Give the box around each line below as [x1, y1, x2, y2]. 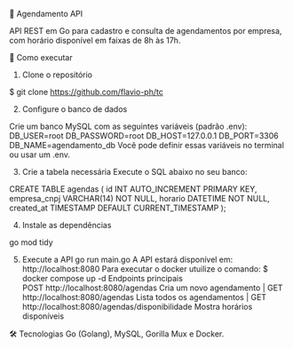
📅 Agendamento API [9, 9, 83, 19]
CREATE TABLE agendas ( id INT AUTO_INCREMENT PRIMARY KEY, [9, 184, 257, 194]
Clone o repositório [21, 69, 93, 80]
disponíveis [21, 311, 65, 321]
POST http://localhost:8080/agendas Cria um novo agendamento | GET [21, 282, 283, 293]
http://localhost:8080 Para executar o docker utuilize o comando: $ [21, 264, 268, 274]
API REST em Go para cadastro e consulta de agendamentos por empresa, [9, 26, 282, 36]
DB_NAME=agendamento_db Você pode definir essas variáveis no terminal [9, 140, 284, 150]
